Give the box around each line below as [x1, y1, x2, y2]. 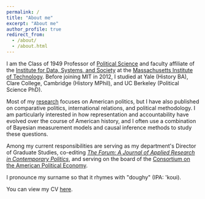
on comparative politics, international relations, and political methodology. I [6, 104, 196, 111]
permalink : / [6, 9, 40, 15]
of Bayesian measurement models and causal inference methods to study [6, 124, 192, 131]
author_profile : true [6, 26, 62, 32]
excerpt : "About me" [6, 20, 59, 26]
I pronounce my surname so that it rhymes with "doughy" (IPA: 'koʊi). [6, 173, 182, 181]
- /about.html [12, 43, 48, 50]
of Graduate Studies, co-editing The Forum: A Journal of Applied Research [6, 148, 195, 156]
